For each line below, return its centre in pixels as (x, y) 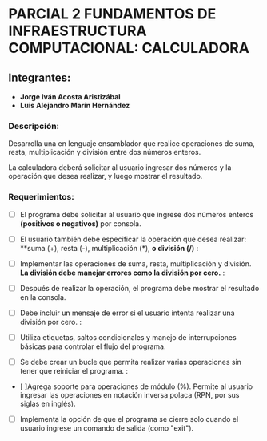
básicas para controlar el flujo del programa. (93, 346)
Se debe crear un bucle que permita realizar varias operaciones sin (131, 362)
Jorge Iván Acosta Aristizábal (70, 97)
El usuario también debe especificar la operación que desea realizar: (133, 239)
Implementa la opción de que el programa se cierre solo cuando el (129, 419)
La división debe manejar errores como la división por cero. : (122, 273)
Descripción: (34, 126)
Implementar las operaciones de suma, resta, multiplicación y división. (135, 263)
